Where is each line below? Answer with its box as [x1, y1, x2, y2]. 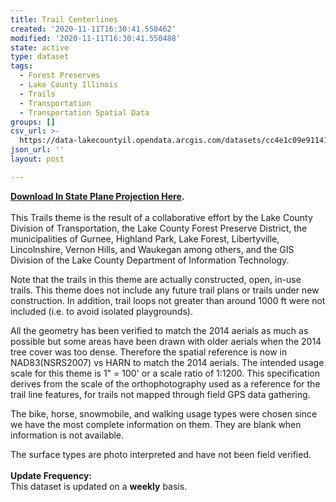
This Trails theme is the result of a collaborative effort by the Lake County [10, 211, 313, 223]
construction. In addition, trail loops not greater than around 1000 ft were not [10, 294, 326, 306]
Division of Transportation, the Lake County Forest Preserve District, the [10, 222, 308, 234]
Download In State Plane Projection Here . [10, 190, 185, 202]
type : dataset [10, 52, 70, 62]
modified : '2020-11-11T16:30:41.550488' [10, 33, 182, 43]
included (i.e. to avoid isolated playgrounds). [10, 305, 193, 317]
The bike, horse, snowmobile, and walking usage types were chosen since [10, 407, 318, 420]
